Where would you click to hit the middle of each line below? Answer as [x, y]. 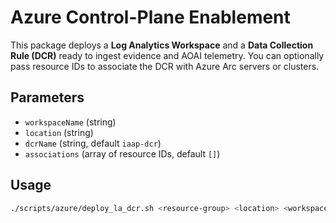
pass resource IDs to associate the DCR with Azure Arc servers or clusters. [165, 66]
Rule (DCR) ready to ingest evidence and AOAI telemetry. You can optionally [167, 55]
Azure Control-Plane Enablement [150, 17]
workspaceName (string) [70, 122]
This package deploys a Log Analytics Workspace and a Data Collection [162, 45]
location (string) [59, 132]
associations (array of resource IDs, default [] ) [122, 153]
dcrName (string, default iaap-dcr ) [93, 143]
